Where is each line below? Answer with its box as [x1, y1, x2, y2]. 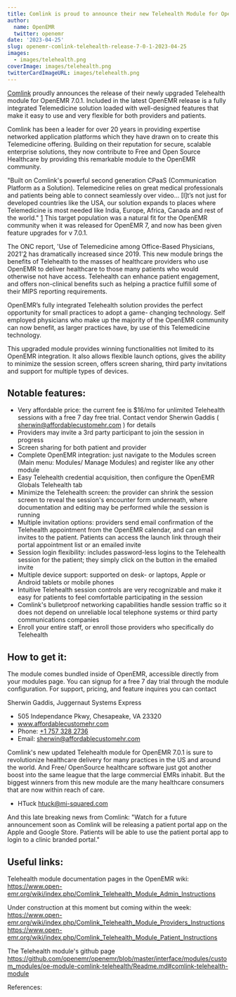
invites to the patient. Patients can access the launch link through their [17, 533, 221, 542]
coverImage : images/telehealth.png [7, 63, 112, 70]
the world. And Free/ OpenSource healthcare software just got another [7, 763, 212, 772]
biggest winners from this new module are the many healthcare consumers [7, 778, 225, 787]
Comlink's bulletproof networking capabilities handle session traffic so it [17, 601, 227, 609]
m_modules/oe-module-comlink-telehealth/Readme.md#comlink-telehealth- [7, 962, 228, 970]
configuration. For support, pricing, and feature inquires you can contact [7, 685, 217, 693]
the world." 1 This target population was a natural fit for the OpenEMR [7, 213, 208, 222]
